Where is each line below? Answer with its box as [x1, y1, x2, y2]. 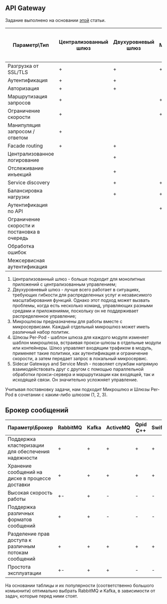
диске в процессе [7, 475, 51, 482]
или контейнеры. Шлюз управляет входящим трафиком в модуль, [12, 345, 153, 351]
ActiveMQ [106, 424, 131, 431]
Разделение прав [7, 530, 50, 537]
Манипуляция [7, 122, 41, 129]
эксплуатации [7, 570, 41, 577]
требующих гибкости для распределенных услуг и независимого [12, 292, 153, 298]
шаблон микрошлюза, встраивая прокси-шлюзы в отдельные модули [12, 339, 162, 346]
